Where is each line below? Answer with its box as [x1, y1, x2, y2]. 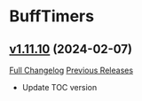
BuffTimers [9, 6, 95, 27]
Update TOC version [21, 82, 98, 92]
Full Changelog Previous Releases [9, 65, 134, 75]
